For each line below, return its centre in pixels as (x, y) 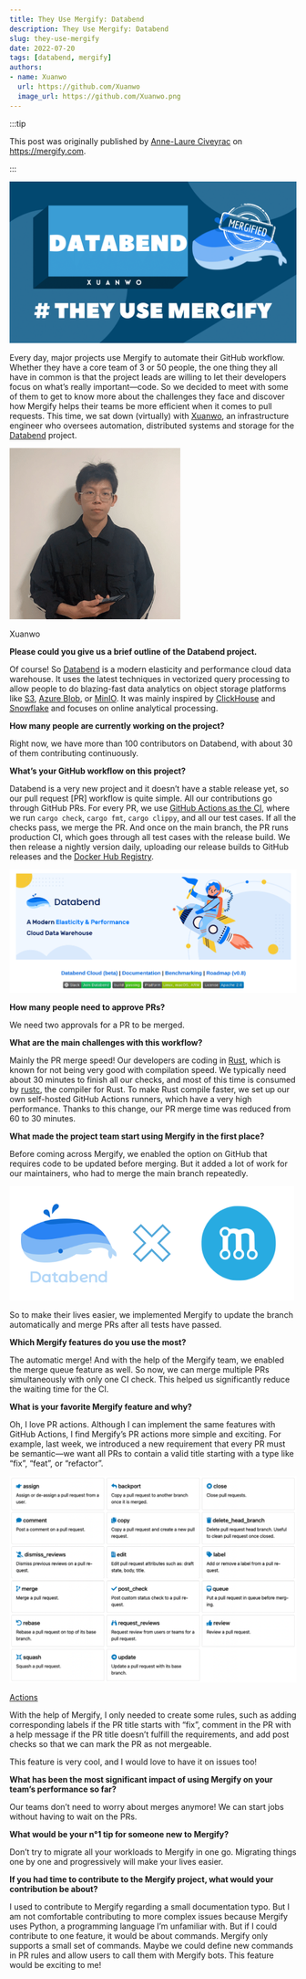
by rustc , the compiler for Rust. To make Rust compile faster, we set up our (149, 1090)
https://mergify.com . (48, 151)
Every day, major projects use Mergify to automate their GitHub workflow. (147, 358)
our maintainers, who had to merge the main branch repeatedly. (129, 1174)
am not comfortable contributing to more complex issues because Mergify (149, 1917)
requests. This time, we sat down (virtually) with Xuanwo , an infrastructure (149, 416)
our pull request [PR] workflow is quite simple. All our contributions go (141, 798)
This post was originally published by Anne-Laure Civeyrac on (126, 141)
